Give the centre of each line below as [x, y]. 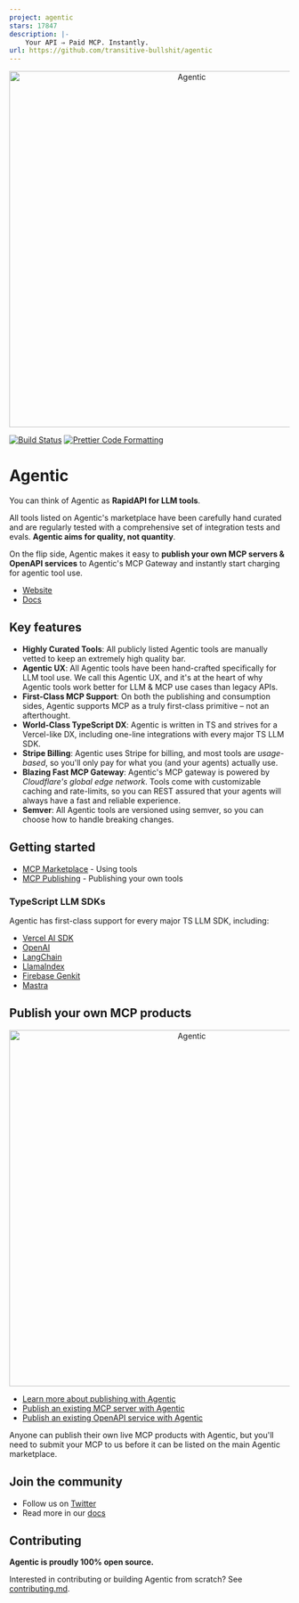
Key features [45, 627]
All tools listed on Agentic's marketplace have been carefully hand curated [145, 518]
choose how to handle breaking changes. [98, 819]
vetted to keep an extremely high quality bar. [104, 658]
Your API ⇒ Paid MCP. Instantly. [87, 42]
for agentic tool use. [46, 573]
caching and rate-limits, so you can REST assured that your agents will [152, 791]
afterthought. [46, 715]
